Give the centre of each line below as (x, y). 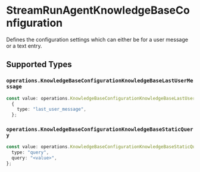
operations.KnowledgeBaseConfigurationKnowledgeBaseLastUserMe (100, 81)
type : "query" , (30, 152)
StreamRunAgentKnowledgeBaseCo (98, 10)
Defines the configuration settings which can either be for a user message (97, 39)
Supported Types (39, 65)
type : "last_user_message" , (51, 110)
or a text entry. (24, 46)
